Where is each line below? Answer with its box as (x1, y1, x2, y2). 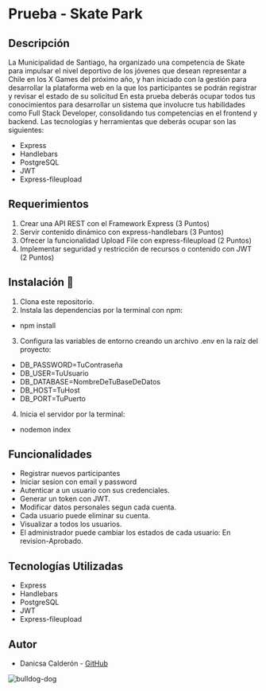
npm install (19, 320, 56, 330)
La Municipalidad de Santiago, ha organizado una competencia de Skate (8, 57, 245, 67)
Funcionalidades (8, 447, 93, 462)
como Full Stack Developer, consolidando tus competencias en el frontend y (8, 108, 258, 118)
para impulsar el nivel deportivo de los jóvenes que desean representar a (8, 66, 247, 76)
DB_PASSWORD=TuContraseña (19, 360, 123, 369)
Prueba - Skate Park (8, 5, 143, 23)
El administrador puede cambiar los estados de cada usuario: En (19, 528, 231, 537)
